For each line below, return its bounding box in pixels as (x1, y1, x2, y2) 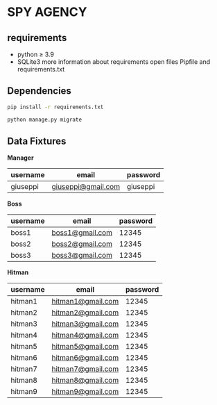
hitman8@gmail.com (51, 376, 119, 386)
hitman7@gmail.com (51, 364, 119, 374)
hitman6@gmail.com (51, 353, 119, 363)
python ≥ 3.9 (17, 50, 54, 58)
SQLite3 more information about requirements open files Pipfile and (17, 58, 210, 66)
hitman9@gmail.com (51, 387, 119, 397)
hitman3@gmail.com (51, 319, 119, 329)
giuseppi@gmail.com (51, 182, 120, 192)
